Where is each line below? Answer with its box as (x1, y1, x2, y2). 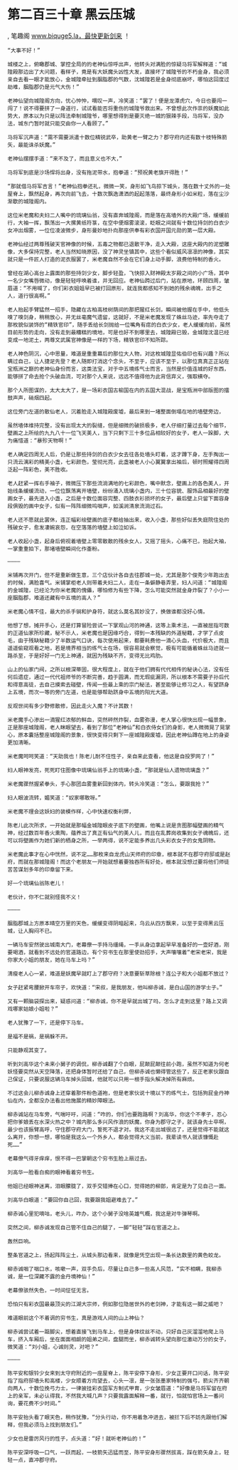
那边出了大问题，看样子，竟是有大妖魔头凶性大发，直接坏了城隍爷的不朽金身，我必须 (17, 68, 229, 76)
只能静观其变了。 (7, 1047, 50, 1054)
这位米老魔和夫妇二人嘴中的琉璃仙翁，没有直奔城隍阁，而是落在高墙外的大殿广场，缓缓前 (7, 212, 229, 219)
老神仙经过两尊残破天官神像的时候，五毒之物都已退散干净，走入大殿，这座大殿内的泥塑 (7, 240, 225, 248)
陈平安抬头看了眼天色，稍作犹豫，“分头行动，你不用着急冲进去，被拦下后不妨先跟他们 (7, 1414, 222, 1421)
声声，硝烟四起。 (12, 394, 55, 401)
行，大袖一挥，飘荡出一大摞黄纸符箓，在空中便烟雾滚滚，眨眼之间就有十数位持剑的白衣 (7, 219, 225, 227)
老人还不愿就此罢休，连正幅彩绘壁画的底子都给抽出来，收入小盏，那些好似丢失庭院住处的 (7, 516, 229, 524)
